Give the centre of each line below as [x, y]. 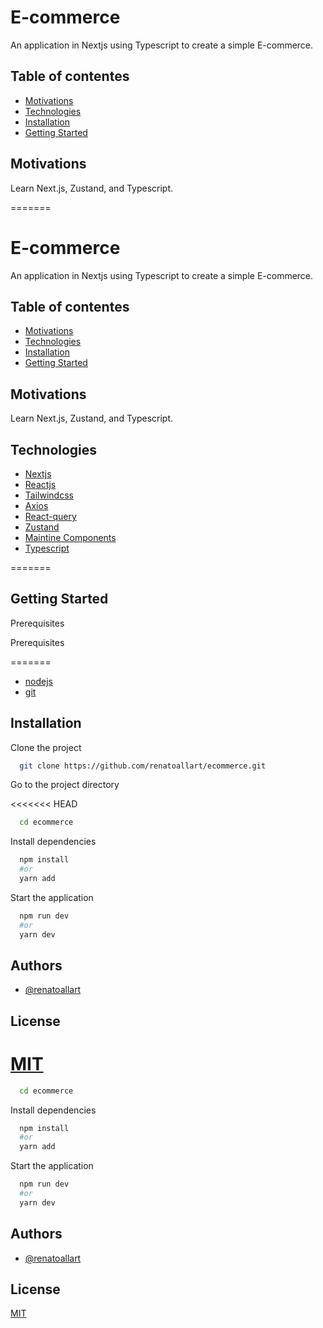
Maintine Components [70, 537]
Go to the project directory [65, 785]
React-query [50, 516]
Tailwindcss [49, 495]
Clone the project [46, 747]
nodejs [38, 681]
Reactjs [40, 484]
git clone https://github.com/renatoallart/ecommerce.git [143, 766]
